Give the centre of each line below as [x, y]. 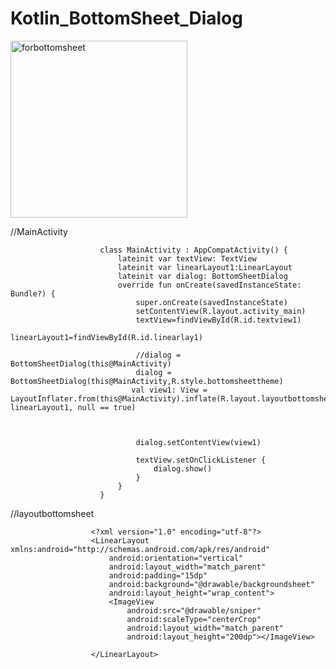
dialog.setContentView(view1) [198, 442]
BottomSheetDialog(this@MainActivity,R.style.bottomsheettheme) [147, 381]
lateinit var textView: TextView [187, 258]
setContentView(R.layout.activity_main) [221, 311]
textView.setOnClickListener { [201, 460]
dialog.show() [183, 468]
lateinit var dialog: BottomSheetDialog [202, 276]
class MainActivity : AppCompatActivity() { [193, 250]
